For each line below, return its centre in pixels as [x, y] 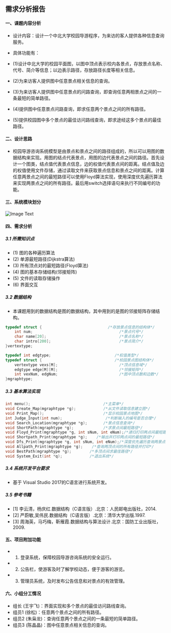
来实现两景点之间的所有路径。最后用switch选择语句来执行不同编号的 [84, 183]
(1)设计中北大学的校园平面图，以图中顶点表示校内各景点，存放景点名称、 [89, 63]
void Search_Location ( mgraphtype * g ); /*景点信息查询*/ [70, 423]
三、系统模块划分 [23, 202]
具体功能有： [26, 53]
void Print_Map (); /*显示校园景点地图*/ [74, 413]
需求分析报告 [25, 9]
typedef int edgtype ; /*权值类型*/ [72, 355]
